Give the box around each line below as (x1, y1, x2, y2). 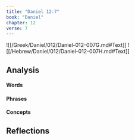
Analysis (6, 65, 40, 75)
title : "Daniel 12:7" (6, 8, 60, 15)
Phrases (6, 95, 27, 102)
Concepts (6, 109, 31, 116)
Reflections (6, 126, 50, 136)
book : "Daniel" (6, 14, 44, 20)
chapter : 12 (6, 20, 36, 26)
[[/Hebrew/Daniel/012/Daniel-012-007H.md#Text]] (6, 48, 130, 55)
